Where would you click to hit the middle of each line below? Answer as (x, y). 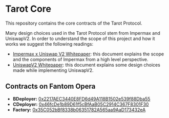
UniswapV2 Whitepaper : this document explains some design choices (86, 65)
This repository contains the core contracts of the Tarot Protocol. (74, 23)
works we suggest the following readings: (49, 44)
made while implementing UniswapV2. (53, 70)
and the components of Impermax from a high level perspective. (80, 59)
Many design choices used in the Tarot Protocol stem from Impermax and (83, 33)
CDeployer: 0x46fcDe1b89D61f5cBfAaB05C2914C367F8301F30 (81, 104)
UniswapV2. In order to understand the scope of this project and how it (80, 38)
